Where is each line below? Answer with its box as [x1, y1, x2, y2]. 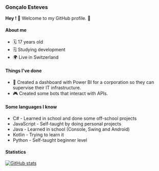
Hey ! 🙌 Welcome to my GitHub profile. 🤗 [5, 15, 91, 22]
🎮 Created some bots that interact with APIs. [12, 90, 108, 96]
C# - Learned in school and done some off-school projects [12, 115, 137, 121]
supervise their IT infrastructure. [12, 84, 81, 91]
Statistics [5, 148, 27, 155]
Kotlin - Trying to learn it [12, 132, 64, 138]
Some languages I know [5, 104, 57, 110]
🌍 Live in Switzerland [12, 54, 59, 60]
